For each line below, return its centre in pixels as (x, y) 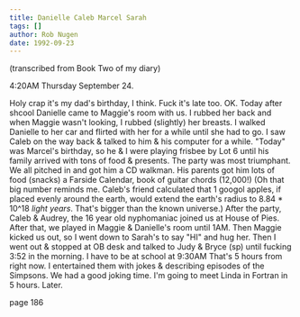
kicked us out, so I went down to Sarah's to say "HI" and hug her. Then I (143, 237)
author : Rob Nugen (44, 34)
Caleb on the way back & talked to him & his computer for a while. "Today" (147, 141)
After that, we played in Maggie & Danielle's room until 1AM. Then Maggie (145, 228)
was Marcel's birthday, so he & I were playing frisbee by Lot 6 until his (139, 151)
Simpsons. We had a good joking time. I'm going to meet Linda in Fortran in (149, 276)
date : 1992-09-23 (42, 43)
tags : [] (26, 26)
